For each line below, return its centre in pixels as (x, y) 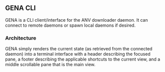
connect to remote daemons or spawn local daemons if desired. (70, 25)
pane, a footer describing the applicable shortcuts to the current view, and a (83, 59)
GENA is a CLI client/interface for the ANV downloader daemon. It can (77, 20)
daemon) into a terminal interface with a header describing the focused (78, 54)
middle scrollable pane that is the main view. (50, 65)
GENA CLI (21, 8)
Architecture (21, 38)
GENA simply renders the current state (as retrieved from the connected (79, 49)
